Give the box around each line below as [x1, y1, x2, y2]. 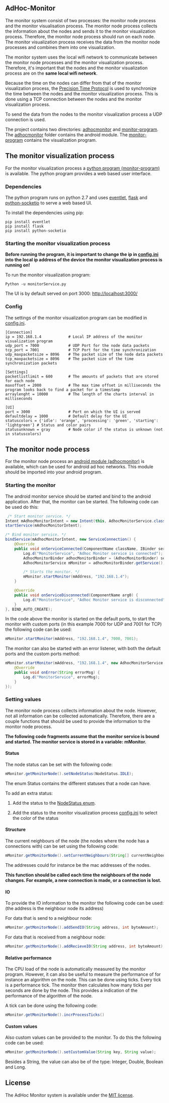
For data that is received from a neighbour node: [5, 934, 106, 940]
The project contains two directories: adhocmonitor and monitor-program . [5, 126, 158, 132]
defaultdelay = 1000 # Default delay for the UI [5, 413, 127, 418]
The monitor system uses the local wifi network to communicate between [5, 54, 157, 60]
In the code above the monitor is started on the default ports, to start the [5, 616, 155, 622]
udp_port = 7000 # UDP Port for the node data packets [5, 343, 150, 348]
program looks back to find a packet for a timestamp [5, 387, 121, 392]
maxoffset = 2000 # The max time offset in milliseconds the [5, 383, 161, 388]
